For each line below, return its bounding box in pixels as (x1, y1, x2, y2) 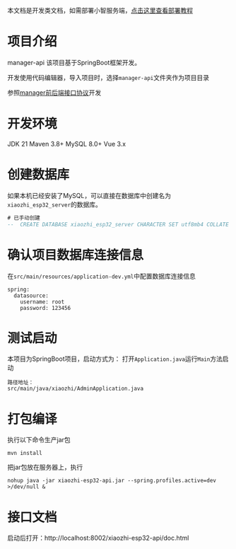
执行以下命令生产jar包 (7, 436, 71, 444)
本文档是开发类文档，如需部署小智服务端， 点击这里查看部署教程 (7, 6, 193, 14)
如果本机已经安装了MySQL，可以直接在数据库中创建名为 (7, 191, 172, 200)
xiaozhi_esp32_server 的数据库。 (7, 200, 102, 209)
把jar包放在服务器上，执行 (7, 463, 83, 472)
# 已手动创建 (7, 214, 40, 221)
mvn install (7, 450, 42, 457)
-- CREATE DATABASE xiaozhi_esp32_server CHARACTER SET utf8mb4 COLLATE (7, 221, 230, 228)
